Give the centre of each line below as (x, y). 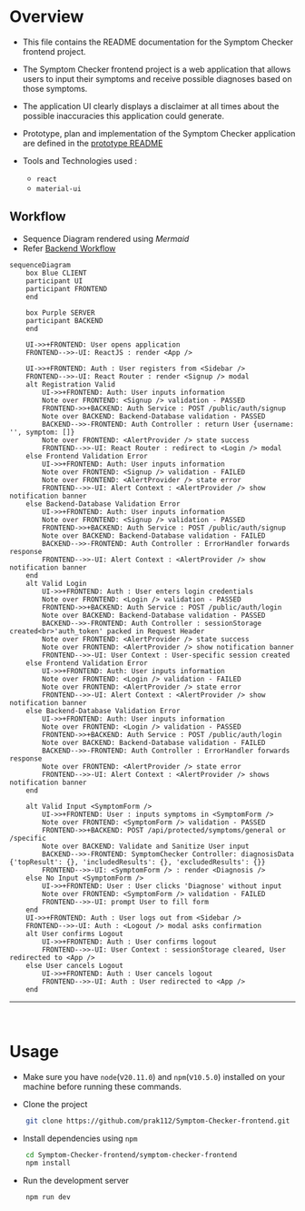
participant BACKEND (64, 320)
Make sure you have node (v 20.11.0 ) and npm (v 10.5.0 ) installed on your (154, 1076)
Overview (47, 17)
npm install (48, 1163)
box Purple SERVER (60, 313)
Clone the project (55, 1104)
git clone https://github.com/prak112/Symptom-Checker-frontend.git (158, 1121)
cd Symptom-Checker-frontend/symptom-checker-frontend (132, 1155)
